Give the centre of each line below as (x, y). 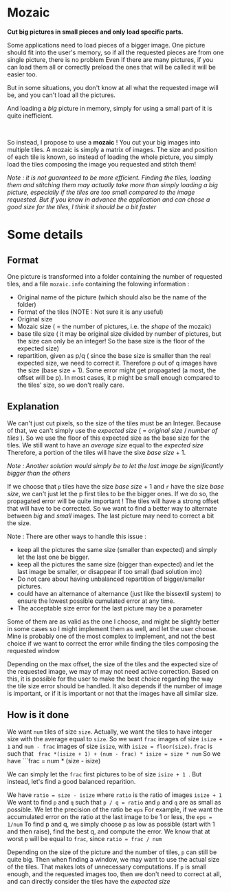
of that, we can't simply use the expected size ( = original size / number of (112, 430)
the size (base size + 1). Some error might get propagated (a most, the (117, 370)
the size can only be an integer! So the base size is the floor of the (111, 341)
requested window (34, 650)
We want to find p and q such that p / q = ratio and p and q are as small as (114, 802)
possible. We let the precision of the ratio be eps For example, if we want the (115, 809)
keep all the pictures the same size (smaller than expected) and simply (117, 549)
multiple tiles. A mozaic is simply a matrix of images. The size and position (112, 149)
